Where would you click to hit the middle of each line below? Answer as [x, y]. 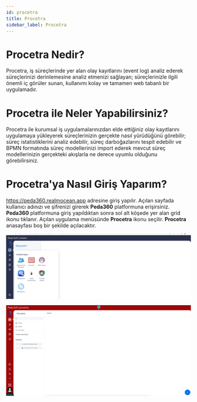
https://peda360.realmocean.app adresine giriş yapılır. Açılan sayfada [90, 201]
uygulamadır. [22, 89]
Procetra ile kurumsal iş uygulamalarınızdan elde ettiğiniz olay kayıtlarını [93, 130]
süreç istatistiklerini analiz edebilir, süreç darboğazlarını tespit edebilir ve [94, 142]
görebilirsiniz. [23, 161]
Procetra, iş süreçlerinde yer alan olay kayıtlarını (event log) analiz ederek [95, 71]
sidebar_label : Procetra [36, 25]
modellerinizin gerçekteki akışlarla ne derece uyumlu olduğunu [82, 154]
